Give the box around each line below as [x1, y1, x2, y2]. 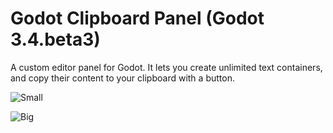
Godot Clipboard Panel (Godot [10, 7, 265, 30]
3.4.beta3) [10, 28, 101, 51]
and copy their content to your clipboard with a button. [10, 72, 235, 84]
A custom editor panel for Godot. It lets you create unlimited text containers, [10, 61, 323, 73]
